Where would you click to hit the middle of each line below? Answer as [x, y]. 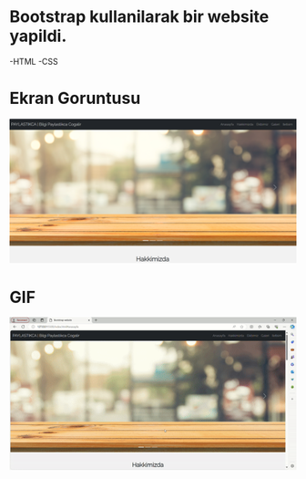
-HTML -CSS [34, 61]
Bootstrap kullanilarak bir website [139, 17]
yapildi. [38, 36]
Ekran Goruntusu [75, 99]
